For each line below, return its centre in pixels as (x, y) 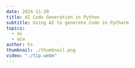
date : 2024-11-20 (28, 12)
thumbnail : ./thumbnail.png (41, 50)
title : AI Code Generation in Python (53, 17)
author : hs (20, 45)
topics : (16, 28)
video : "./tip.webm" (32, 56)
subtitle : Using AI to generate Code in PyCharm (67, 22)
